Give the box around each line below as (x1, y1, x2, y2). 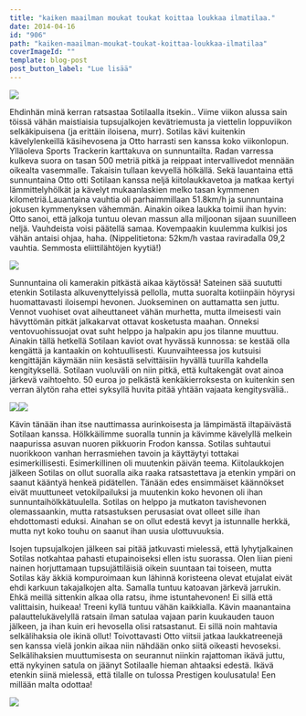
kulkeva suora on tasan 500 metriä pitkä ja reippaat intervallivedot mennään (9, 154, 295, 165)
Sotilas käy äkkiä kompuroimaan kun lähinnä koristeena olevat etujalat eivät (9, 572, 293, 583)
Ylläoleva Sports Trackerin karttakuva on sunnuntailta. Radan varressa (9, 145, 274, 156)
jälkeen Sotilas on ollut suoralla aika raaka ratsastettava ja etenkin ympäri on (9, 467, 296, 478)
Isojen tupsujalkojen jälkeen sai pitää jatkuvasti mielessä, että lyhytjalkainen (9, 542, 294, 553)
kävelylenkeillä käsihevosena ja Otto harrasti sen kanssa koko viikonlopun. (9, 135, 290, 146)
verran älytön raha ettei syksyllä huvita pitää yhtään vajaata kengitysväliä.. (9, 384, 290, 395)
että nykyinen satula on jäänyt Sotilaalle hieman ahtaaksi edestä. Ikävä (9, 659, 274, 670)
